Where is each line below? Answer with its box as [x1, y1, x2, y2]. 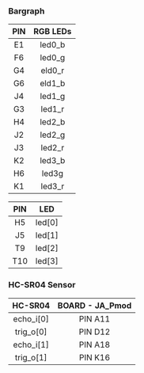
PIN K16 [78, 352, 111, 363]
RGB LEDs [33, 26, 72, 37]
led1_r [40, 104, 65, 115]
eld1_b [39, 78, 66, 89]
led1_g [40, 91, 66, 102]
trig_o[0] [14, 326, 47, 337]
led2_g [40, 129, 66, 140]
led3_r [40, 181, 65, 192]
